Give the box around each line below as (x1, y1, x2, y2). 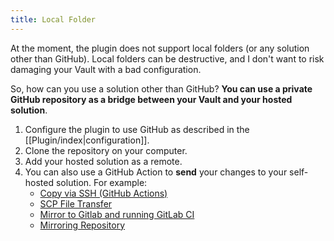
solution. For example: (55, 176, 148, 188)
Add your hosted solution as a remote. (24, 155, 183, 167)
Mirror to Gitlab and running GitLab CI (39, 208, 195, 220)
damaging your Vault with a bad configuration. (10, 63, 202, 75)
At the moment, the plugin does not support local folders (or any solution (10, 42, 310, 54)
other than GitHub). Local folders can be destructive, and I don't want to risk (10, 52, 325, 65)
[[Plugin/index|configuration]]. (24, 134, 150, 146)
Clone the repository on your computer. (24, 144, 188, 156)
